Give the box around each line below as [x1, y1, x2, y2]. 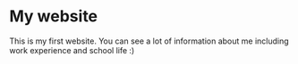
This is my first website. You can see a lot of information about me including [9, 36, 289, 46]
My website [9, 6, 98, 27]
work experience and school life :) [9, 44, 135, 55]
